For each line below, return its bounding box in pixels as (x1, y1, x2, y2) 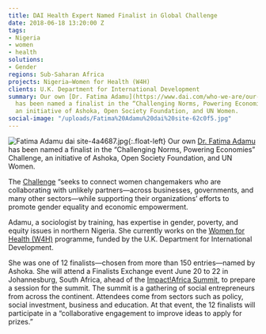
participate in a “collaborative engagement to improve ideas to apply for (8, 308, 242, 317)
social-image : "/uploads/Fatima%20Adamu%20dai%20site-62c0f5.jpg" (8, 115, 232, 123)
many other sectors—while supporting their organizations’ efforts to (8, 193, 230, 203)
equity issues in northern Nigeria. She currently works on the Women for (8, 226, 245, 235)
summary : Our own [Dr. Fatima (8, 93, 108, 101)
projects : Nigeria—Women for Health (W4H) (8, 78, 150, 85)
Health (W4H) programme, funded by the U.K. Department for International (8, 234, 253, 244)
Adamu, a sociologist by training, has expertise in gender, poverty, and (8, 217, 239, 226)
